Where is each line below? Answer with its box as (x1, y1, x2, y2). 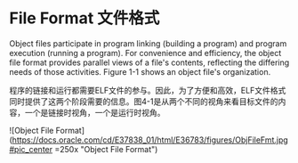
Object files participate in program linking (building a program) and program (9, 37, 287, 49)
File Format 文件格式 (9, 8, 160, 29)
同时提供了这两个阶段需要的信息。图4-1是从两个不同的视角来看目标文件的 (9, 95, 278, 107)
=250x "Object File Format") (54, 143, 158, 154)
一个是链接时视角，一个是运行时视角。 (24, 107, 165, 118)
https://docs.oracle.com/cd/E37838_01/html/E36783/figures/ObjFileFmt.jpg (12, 134, 289, 145)
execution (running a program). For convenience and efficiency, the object (9, 47, 282, 58)
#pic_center (9, 143, 53, 154)
